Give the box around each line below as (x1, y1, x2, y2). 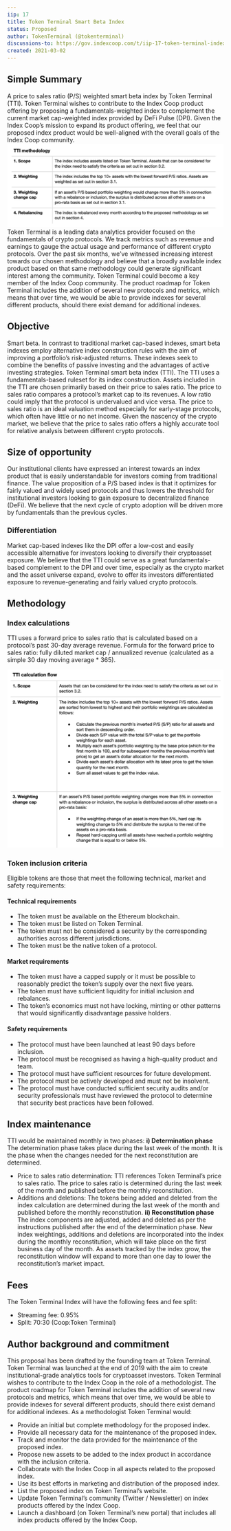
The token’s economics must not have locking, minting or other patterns (16, 1002, 221, 1010)
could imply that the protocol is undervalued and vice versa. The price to (7, 397, 213, 406)
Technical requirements (7, 897, 77, 905)
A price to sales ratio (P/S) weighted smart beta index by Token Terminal (7, 91, 212, 100)
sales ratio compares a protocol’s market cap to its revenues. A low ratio (7, 390, 212, 398)
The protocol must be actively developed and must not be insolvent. (16, 1077, 210, 1085)
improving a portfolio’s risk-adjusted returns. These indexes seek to (7, 353, 198, 362)
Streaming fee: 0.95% (16, 1311, 80, 1319)
